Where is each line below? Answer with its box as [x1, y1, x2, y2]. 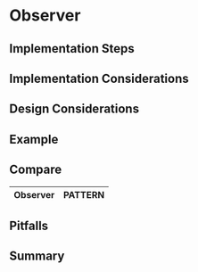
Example [9, 131, 59, 147]
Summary [9, 249, 65, 264]
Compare [9, 162, 62, 177]
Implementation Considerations [9, 70, 189, 86]
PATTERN [63, 188, 105, 201]
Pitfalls [9, 218, 49, 233]
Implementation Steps [9, 41, 136, 56]
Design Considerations [9, 102, 140, 117]
